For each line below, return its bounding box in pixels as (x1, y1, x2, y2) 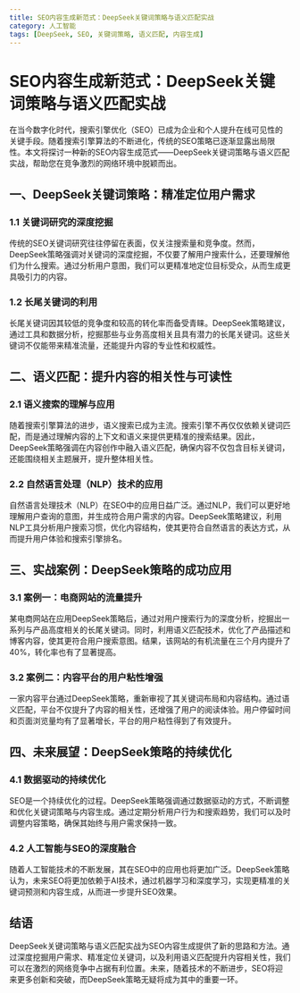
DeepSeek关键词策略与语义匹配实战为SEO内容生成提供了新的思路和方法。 (9, 940, 283, 952)
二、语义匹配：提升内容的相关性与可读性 (9, 368, 232, 384)
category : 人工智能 (9, 21, 77, 30)
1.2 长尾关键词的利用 (9, 296, 98, 308)
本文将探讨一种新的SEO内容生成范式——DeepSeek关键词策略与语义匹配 (24, 147, 290, 157)
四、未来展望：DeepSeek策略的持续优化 (9, 744, 232, 760)
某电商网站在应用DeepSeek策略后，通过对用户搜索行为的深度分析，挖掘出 (9, 613, 282, 624)
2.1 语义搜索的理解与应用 (9, 398, 115, 410)
